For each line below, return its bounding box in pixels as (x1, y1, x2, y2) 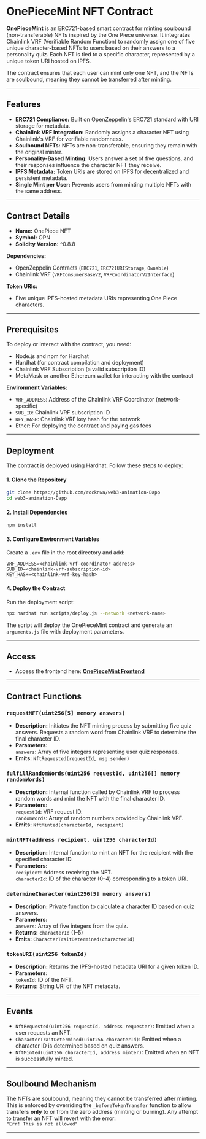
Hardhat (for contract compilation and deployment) (15, 359, 144, 367)
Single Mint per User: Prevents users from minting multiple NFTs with (15, 181, 192, 188)
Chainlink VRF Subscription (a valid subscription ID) (15, 365, 146, 373)
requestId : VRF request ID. (15, 808, 83, 815)
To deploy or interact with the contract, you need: (6, 341, 132, 348)
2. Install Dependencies (6, 508, 68, 516)
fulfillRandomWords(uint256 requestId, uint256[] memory (6, 769, 180, 777)
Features (6, 99, 41, 110)
